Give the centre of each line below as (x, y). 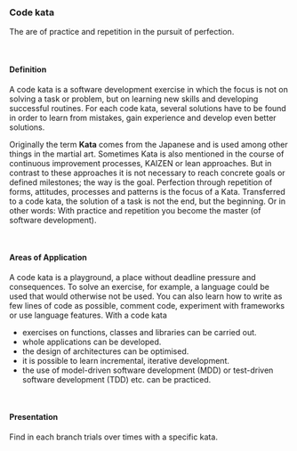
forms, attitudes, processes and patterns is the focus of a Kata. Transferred (148, 191)
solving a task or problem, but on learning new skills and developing (134, 99)
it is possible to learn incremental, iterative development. (125, 360)
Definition (28, 69)
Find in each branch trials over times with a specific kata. (113, 437)
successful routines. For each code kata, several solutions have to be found (148, 108)
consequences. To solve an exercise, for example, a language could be (139, 286)
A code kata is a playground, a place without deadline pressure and (132, 277)
